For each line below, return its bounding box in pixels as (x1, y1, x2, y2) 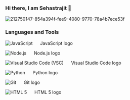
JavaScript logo (40, 40, 73, 46)
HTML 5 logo (34, 89, 62, 95)
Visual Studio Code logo (71, 60, 121, 66)
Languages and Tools (5, 29, 59, 36)
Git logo (23, 79, 40, 85)
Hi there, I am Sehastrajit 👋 (5, 5, 72, 12)
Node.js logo (33, 50, 61, 56)
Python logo (32, 69, 58, 75)
